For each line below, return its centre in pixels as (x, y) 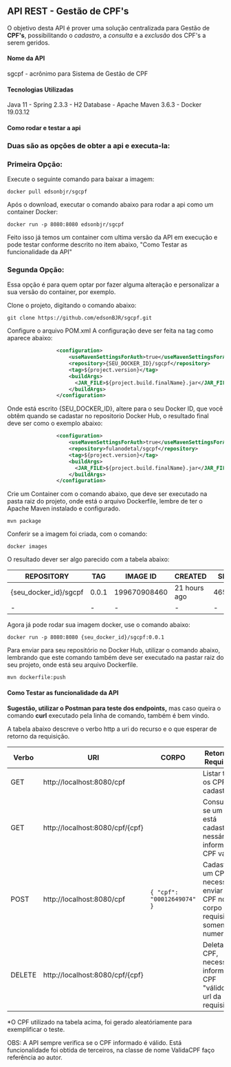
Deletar (214, 944)
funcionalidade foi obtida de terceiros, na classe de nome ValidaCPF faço (111, 1050)
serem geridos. (29, 42)
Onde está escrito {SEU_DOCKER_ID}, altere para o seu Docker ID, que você (115, 408)
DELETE (23, 975)
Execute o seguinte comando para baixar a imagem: (81, 179)
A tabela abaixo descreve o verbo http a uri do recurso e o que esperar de (112, 729)
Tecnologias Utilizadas (41, 90)
